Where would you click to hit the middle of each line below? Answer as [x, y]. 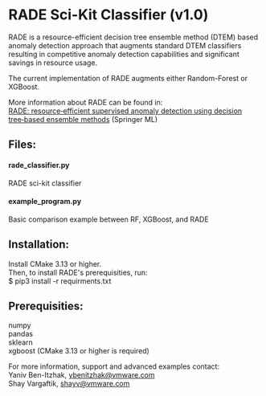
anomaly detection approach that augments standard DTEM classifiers [125, 45]
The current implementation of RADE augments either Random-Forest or [128, 78]
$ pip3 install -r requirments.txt [60, 281]
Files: [22, 145]
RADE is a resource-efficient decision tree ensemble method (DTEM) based [133, 37]
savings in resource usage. [53, 63]
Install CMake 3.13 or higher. [55, 263]
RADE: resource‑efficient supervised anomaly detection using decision [125, 111]
